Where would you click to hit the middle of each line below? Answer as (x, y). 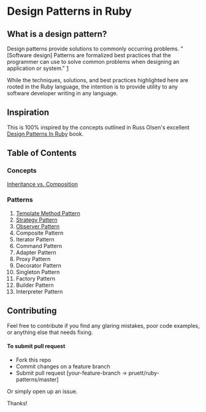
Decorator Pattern (39, 265)
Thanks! (17, 403)
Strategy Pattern (36, 220)
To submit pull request (36, 346)
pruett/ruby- (144, 373)
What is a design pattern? (57, 34)
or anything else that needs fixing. (50, 332)
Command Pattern (39, 246)
